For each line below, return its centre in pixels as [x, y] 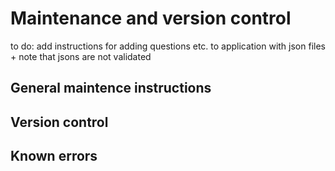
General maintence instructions [111, 88]
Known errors [54, 156]
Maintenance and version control [151, 18]
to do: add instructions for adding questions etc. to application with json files [168, 46]
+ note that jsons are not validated [81, 56]
